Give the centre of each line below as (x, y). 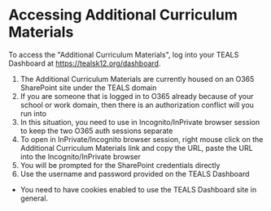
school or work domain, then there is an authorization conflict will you (137, 105)
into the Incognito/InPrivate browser (80, 157)
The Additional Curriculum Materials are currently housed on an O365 (137, 79)
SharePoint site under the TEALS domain (88, 88)
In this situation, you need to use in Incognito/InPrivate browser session (140, 122)
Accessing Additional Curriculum (123, 15)
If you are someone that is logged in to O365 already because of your (137, 96)
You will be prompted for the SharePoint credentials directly (120, 165)
